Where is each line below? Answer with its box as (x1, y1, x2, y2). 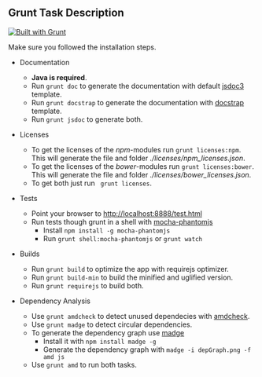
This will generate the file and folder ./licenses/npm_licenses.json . (31, 153, 245, 163)
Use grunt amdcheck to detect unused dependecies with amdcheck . (31, 311, 250, 320)
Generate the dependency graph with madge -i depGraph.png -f (42, 345, 252, 354)
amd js (42, 353, 65, 361)
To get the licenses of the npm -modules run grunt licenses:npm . (31, 145, 242, 154)
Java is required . (31, 72, 87, 82)
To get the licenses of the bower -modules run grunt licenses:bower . (31, 161, 254, 171)
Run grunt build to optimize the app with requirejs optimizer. (31, 264, 230, 273)
